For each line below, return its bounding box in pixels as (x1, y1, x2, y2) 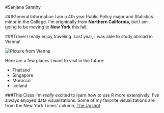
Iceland (12, 83, 27, 89)
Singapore (12, 72, 33, 78)
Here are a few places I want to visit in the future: (5, 58, 105, 63)
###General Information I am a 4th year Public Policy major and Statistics (5, 14, 153, 19)
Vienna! (5, 39, 21, 45)
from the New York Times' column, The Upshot (5, 103, 101, 108)
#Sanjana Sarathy (5, 4, 41, 10)
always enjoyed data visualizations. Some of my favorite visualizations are (5, 97, 155, 103)
